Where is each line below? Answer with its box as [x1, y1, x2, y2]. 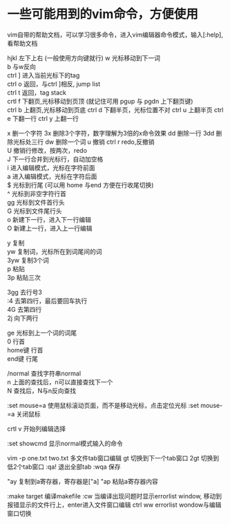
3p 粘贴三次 [7, 273, 41, 281]
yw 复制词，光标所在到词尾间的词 [7, 247, 102, 256]
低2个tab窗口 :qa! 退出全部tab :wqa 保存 [7, 462, 121, 471]
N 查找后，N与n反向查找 [7, 386, 77, 395]
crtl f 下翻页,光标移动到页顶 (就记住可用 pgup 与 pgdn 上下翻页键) [7, 97, 193, 105]
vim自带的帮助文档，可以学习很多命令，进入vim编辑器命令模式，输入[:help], [7, 30, 223, 39]
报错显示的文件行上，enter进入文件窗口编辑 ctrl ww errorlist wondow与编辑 [7, 500, 222, 509]
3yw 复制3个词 [7, 256, 50, 264]
